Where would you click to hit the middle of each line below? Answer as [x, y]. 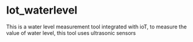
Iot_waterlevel [42, 10]
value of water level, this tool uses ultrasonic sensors [71, 33]
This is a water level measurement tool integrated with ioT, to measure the [96, 27]
